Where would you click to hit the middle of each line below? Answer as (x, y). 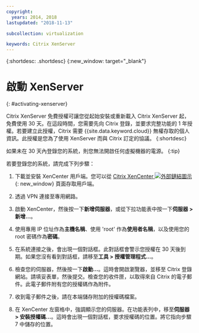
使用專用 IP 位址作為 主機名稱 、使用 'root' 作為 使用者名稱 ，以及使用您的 (102, 229)
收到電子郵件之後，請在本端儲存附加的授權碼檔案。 (77, 297)
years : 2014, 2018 (34, 17)
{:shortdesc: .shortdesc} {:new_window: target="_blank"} (76, 61)
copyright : (20, 12)
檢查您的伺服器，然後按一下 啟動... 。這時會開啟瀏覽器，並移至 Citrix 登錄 (103, 269)
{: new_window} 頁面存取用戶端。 (56, 184)
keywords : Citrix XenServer (41, 44)
